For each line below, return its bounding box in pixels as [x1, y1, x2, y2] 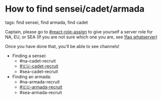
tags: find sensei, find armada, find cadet [5, 19, 88, 25]
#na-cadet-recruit [19, 58, 56, 64]
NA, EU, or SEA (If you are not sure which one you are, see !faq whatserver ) [5, 34, 158, 40]
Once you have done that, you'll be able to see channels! [5, 43, 120, 49]
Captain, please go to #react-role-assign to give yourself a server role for [5, 29, 153, 34]
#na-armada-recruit [19, 79, 60, 84]
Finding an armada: [12, 74, 51, 80]
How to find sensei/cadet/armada [5, 3, 145, 15]
